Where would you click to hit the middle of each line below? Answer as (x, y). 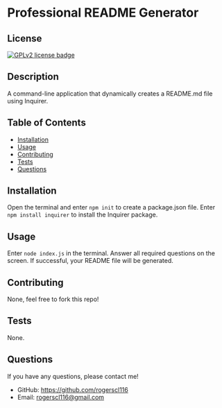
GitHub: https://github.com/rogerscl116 (72, 389)
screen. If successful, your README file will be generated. (90, 261)
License (25, 39)
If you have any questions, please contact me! (73, 376)
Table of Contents (47, 123)
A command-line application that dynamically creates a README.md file (110, 93)
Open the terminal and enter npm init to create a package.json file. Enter (111, 207)
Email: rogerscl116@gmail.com (61, 397)
